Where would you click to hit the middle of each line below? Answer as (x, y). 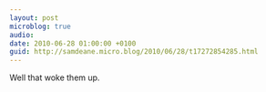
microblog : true (40, 26)
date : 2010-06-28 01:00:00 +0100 (73, 43)
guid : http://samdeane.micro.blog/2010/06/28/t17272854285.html (134, 52)
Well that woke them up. (55, 77)
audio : (22, 35)
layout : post (34, 18)
